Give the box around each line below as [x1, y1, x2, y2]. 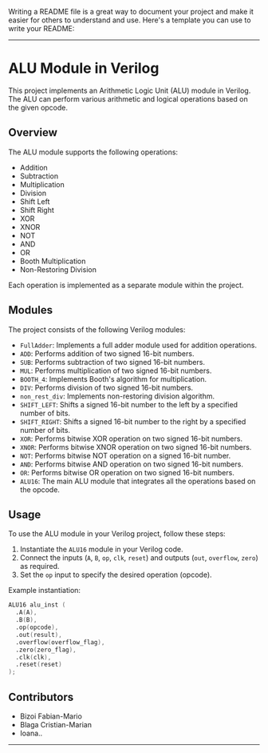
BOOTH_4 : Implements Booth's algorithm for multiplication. [19, 374, 207, 383]
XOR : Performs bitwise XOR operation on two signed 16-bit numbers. [19, 434, 243, 443]
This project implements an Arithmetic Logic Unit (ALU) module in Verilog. [8, 86, 251, 95]
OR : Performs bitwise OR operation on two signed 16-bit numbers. [19, 467, 235, 477]
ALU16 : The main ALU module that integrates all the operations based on [19, 476, 256, 486]
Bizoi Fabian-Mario [19, 711, 82, 721]
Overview [8, 126, 58, 139]
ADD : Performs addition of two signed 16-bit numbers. [19, 348, 195, 358]
